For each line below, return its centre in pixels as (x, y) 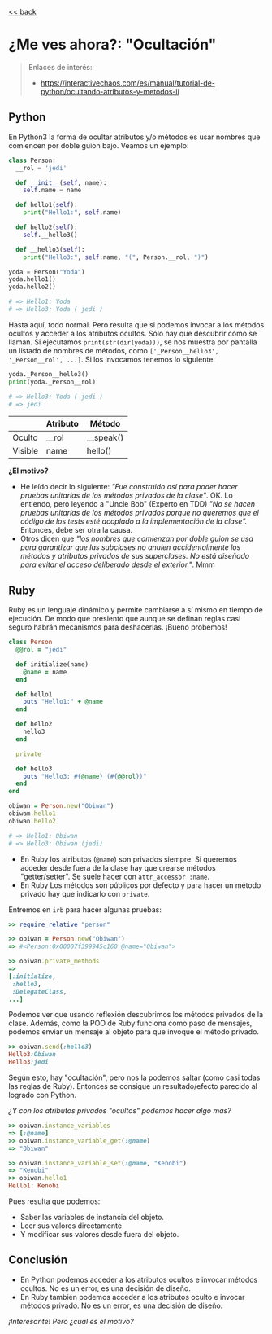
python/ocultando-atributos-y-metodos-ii (110, 91)
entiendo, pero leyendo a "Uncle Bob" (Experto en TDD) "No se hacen (138, 504)
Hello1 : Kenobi (34, 1186)
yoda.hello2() (32, 287)
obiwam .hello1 (32, 814)
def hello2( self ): (47, 227)
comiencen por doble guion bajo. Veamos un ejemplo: (99, 145)
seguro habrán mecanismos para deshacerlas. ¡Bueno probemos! (118, 627)
